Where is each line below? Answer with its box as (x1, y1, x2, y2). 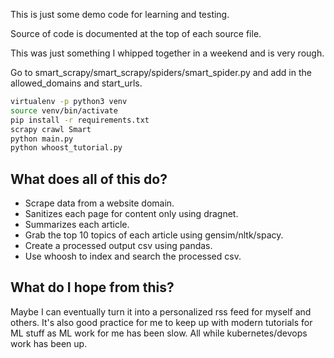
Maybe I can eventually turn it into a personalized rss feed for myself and (10, 305, 312, 318)
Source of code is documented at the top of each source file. (10, 28, 262, 39)
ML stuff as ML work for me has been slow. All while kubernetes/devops (10, 327, 308, 339)
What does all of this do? (10, 170, 168, 188)
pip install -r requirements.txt (10, 115, 150, 125)
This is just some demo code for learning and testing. (10, 9, 230, 20)
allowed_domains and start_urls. (10, 77, 143, 89)
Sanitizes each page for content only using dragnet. (24, 208, 239, 220)
